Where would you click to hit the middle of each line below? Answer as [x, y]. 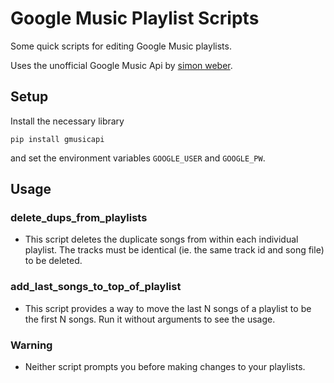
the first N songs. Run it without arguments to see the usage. [150, 319]
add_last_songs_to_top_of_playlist [96, 287]
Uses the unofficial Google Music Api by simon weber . [121, 65]
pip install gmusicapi [57, 139]
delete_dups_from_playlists [79, 218]
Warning [31, 345]
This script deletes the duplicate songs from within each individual [161, 239]
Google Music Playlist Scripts [135, 18]
